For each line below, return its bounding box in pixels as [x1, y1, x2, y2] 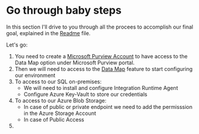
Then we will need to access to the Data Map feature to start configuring [14, 65, 193, 72]
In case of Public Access [23, 116, 84, 123]
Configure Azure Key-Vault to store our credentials [23, 91, 147, 98]
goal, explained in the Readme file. [6, 29, 91, 36]
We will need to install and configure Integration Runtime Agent [23, 84, 178, 91]
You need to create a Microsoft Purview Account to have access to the [14, 52, 188, 60]
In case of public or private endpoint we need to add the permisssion [23, 103, 193, 110]
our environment [14, 71, 56, 79]
